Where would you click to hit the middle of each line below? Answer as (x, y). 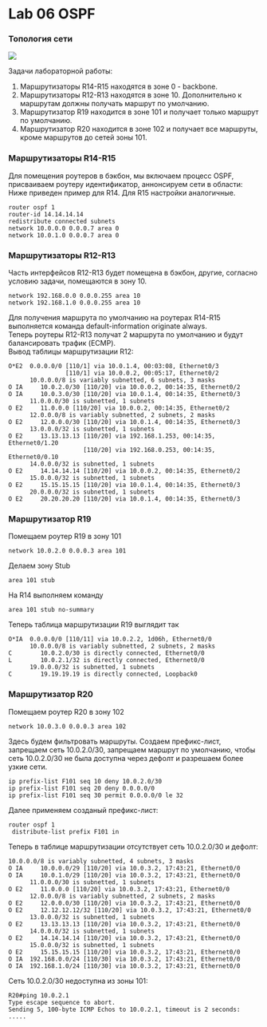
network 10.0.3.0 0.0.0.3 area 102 (67, 726)
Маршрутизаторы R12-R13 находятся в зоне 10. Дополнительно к (131, 95)
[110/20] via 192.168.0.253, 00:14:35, (149, 450)
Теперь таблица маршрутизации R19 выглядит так (94, 625)
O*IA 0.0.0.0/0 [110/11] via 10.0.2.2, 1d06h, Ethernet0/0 (110, 640)
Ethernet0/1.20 (33, 443)
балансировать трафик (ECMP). (62, 343)
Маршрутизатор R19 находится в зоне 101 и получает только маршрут (139, 112)
